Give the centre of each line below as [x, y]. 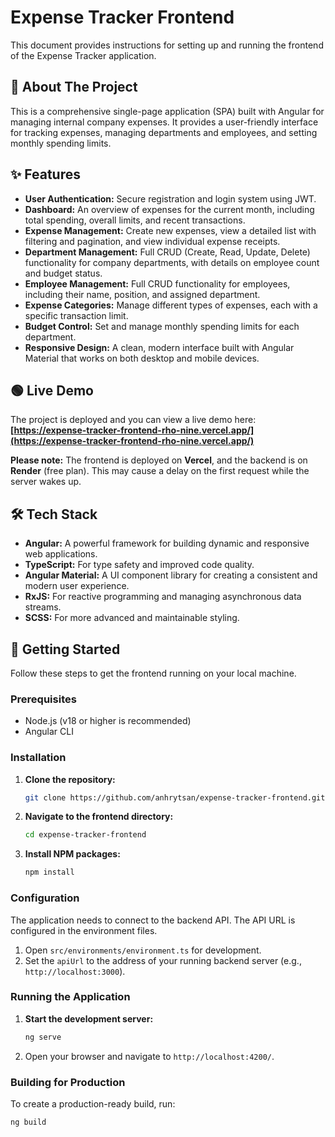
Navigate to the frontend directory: [99, 817]
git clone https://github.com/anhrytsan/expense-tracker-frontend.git [175, 797]
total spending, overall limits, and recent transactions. [135, 220]
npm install [49, 872]
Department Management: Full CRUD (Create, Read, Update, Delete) [167, 252]
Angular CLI [49, 732]
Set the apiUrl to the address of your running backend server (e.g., [163, 960]
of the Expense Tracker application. [83, 55]
